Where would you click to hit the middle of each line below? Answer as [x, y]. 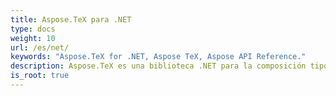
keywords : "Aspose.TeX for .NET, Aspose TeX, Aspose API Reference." [158, 57]
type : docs [33, 29]
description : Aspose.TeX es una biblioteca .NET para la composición [158, 66]
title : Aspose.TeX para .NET [71, 19]
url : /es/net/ [40, 47]
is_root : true [40, 76]
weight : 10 [33, 38]
